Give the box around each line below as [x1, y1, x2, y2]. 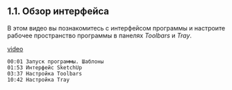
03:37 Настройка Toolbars [7, 70, 82, 77]
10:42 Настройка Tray [7, 76, 70, 83]
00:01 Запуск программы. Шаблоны [7, 58, 104, 65]
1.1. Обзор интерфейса [7, 6, 110, 17]
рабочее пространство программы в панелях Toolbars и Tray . [7, 31, 192, 39]
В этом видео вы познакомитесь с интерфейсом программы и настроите [7, 24, 226, 32]
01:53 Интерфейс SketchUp [7, 64, 82, 71]
